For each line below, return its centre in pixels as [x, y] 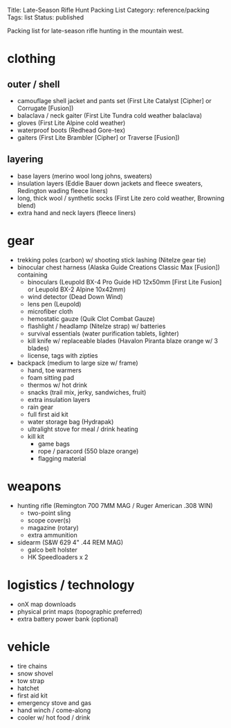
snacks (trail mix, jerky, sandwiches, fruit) [87, 392]
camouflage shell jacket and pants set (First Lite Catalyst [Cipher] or [114, 101]
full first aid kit [48, 414]
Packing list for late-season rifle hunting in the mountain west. [95, 31]
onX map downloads [46, 604]
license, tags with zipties [63, 355]
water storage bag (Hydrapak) [71, 421]
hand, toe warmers [54, 370]
